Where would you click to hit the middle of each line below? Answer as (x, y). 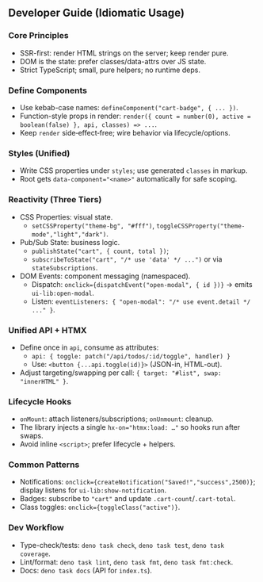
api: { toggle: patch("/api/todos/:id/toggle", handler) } (131, 356)
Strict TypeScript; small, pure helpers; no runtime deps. (110, 70)
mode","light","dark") (69, 234)
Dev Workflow (36, 528)
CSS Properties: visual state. (66, 216)
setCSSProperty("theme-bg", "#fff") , (93, 225)
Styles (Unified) (39, 153)
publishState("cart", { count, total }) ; (100, 251)
